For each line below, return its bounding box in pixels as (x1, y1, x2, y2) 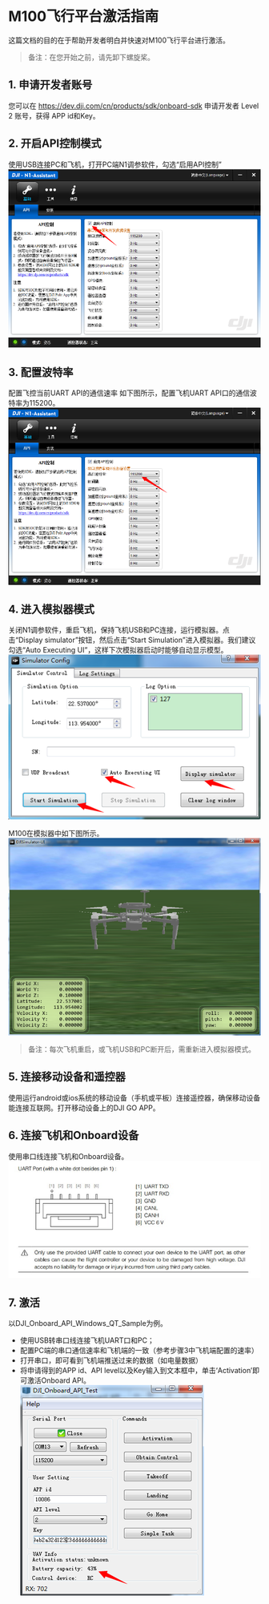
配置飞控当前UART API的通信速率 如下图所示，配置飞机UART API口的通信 (8, 388, 251, 398)
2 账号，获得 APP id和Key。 (8, 111, 100, 120)
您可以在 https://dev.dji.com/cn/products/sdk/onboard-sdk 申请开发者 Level (8, 101, 259, 111)
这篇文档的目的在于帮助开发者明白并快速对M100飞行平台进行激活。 (8, 35, 231, 45)
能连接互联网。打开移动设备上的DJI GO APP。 (8, 1103, 160, 1113)
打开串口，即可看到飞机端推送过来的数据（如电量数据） (19, 1356, 203, 1365)
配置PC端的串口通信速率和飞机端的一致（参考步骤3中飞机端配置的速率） (19, 1346, 259, 1356)
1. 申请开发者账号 (8, 78, 93, 92)
